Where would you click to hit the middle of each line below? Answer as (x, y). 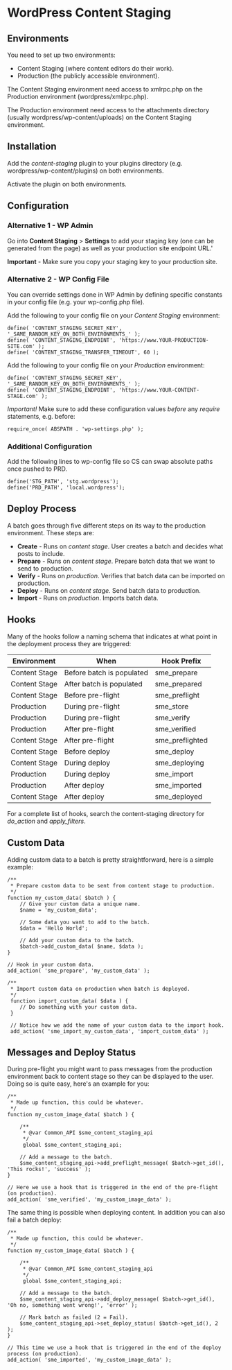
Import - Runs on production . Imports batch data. (88, 598)
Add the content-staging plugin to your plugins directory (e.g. (95, 163)
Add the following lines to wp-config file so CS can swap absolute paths (110, 462)
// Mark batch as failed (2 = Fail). (74, 1318)
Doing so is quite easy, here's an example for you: (79, 1084)
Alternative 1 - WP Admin (50, 225)
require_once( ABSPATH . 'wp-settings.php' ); (75, 429)
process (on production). (44, 1354)
